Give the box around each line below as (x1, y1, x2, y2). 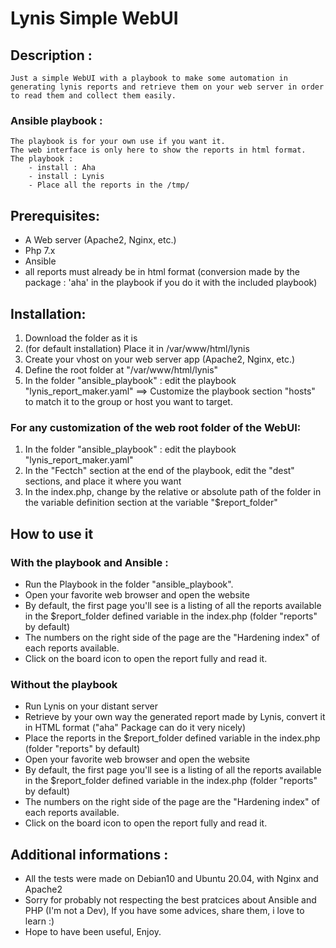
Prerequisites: (10, 207, 100, 224)
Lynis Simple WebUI (10, 7, 179, 30)
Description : (10, 47, 93, 64)
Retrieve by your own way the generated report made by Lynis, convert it (24, 711, 326, 723)
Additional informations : (10, 846, 169, 863)
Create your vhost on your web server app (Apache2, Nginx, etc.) (24, 353, 296, 365)
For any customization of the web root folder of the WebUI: (10, 420, 302, 434)
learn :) (24, 915, 55, 927)
